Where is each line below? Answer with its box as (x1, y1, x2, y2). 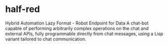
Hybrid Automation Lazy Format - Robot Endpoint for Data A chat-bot (5, 20, 149, 26)
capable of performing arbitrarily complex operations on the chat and (5, 25, 149, 31)
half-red (5, 3, 40, 15)
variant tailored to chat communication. (5, 36, 87, 42)
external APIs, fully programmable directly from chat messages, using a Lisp (5, 30, 163, 36)
